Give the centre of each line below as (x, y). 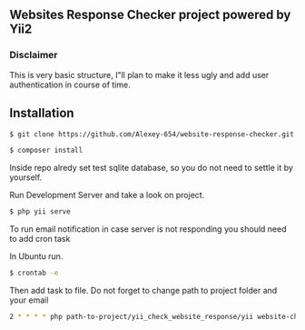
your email (29, 300)
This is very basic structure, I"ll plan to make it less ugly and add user (139, 75)
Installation (42, 113)
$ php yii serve (40, 212)
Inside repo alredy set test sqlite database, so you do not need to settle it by (151, 168)
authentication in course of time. (70, 85)
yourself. (26, 177)
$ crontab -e (34, 273)
